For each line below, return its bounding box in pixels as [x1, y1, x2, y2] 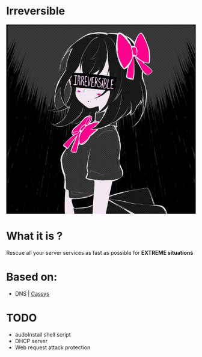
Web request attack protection [14, 344, 91, 351]
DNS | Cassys [14, 290, 50, 297]
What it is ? [6, 230, 63, 243]
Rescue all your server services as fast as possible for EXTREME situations [6, 249, 194, 256]
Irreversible [6, 4, 65, 18]
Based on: [6, 270, 58, 284]
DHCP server [14, 337, 48, 344]
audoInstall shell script [14, 331, 71, 338]
